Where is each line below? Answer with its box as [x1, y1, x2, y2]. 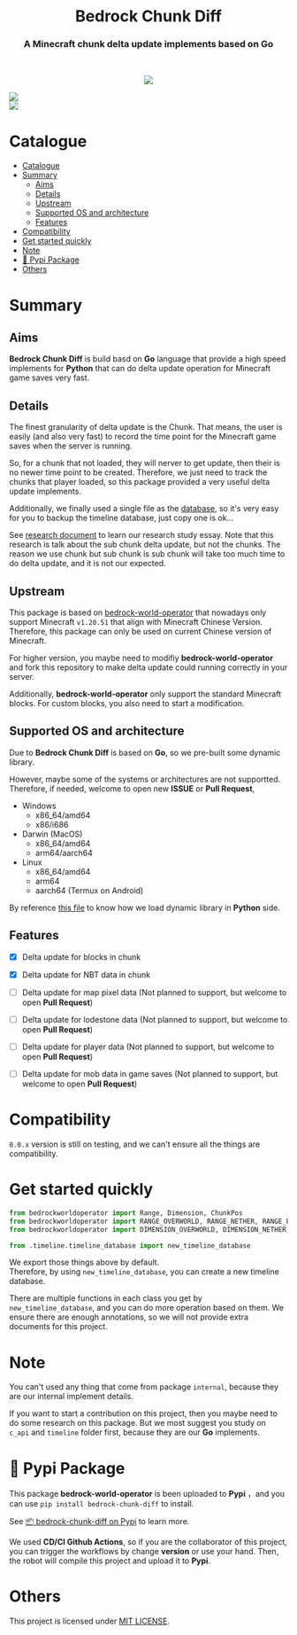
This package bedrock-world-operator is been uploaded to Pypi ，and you [9, 1489, 286, 1499]
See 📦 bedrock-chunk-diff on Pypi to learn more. [9, 1516, 190, 1527]
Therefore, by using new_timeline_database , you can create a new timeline [9, 1266, 280, 1277]
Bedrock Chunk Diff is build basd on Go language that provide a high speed [9, 354, 286, 364]
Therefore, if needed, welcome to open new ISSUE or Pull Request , [9, 782, 255, 794]
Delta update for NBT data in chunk [21, 969, 151, 980]
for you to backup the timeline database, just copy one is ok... [9, 512, 234, 524]
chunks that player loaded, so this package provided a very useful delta [9, 477, 270, 487]
